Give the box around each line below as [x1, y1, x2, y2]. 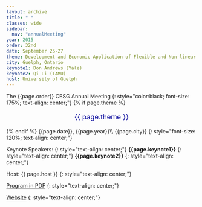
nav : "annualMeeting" [11, 31, 67, 37]
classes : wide [6, 20, 42, 26]
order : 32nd [6, 43, 36, 49]
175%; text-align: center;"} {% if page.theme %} [6, 99, 126, 106]
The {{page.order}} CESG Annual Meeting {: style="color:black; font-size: [6, 93, 190, 100]
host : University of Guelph [6, 76, 77, 82]
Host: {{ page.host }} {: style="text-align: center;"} [6, 170, 132, 177]
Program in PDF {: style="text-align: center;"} [6, 182, 120, 189]
